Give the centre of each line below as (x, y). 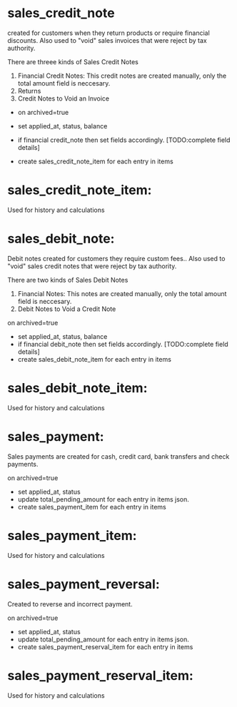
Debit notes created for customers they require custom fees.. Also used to (116, 258)
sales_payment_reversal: (84, 584)
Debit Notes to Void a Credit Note (67, 309)
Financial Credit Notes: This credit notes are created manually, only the (122, 76)
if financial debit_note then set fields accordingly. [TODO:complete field (123, 344)
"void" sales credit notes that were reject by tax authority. (92, 266)
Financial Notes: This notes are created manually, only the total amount (122, 293)
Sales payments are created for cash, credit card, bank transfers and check (118, 456)
